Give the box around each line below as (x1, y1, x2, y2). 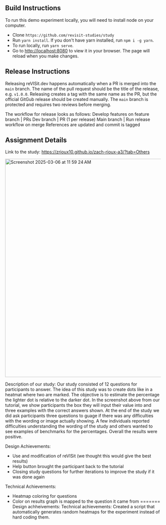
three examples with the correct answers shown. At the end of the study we (5, 408, 160, 414)
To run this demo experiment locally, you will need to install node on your (5, 17, 154, 23)
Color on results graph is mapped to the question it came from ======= (12, 498, 161, 504)
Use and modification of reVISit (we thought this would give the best (12, 453, 152, 459)
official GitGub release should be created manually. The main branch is (5, 96, 148, 102)
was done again (12, 474, 45, 480)
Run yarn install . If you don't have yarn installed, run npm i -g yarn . (12, 37, 154, 43)
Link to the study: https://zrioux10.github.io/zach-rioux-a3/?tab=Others (5, 149, 150, 155)
